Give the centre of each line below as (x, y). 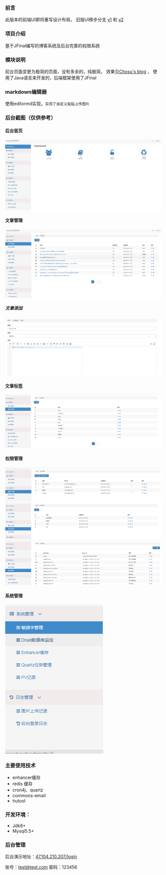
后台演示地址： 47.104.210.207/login (41, 857)
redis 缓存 (23, 783)
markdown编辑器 (26, 92)
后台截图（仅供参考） (30, 118)
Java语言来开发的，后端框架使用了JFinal (55, 78)
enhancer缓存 (27, 777)
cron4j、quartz (28, 790)
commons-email (29, 795)
